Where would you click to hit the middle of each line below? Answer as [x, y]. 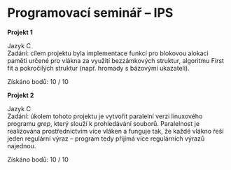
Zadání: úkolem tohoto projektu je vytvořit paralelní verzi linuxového [105, 116]
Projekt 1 [20, 32]
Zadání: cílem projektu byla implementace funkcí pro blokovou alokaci [108, 53]
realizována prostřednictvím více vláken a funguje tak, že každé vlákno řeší [115, 131]
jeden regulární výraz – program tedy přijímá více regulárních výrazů [106, 139]
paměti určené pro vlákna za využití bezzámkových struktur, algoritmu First [115, 60]
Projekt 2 [21, 95]
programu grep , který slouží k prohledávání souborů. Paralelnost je [104, 123]
